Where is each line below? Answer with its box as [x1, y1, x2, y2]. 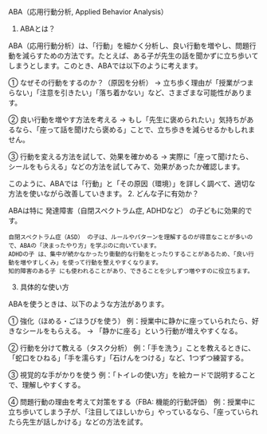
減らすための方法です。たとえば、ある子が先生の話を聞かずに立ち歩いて [22, 51, 259, 60]
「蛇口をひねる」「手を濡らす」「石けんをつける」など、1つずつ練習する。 [8, 353, 249, 362]
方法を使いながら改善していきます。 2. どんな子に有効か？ [8, 189, 199, 198]
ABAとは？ [19, 24, 56, 34]
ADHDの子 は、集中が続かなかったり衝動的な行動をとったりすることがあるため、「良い [8, 250, 249, 258]
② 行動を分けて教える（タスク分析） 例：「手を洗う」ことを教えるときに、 [8, 343, 256, 352]
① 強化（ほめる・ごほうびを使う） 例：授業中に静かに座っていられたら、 [8, 317, 253, 325]
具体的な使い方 [19, 282, 69, 292]
